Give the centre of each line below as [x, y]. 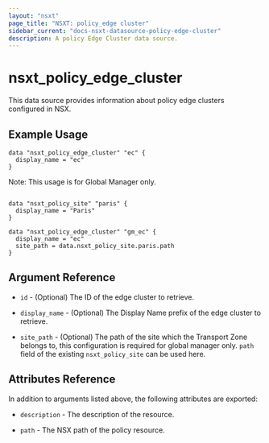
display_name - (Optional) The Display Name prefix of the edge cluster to [141, 313]
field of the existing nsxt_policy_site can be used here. [113, 354]
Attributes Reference [62, 379]
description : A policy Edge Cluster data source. [93, 38]
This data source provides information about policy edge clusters [116, 101]
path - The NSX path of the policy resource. [92, 430]
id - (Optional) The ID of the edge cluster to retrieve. [107, 297]
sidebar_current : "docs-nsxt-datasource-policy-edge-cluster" [115, 31]
